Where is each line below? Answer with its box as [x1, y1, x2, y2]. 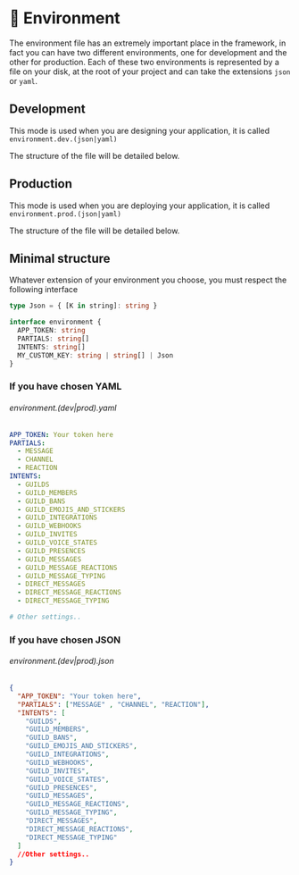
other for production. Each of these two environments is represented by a [9, 56, 279, 67]
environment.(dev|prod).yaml [9, 402, 117, 414]
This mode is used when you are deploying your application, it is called [9, 200, 270, 211]
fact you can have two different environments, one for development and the [9, 46, 287, 57]
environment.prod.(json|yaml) [9, 209, 122, 218]
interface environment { [9, 317, 102, 327]
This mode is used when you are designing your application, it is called [9, 125, 270, 136]
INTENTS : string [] [17, 342, 87, 351]
